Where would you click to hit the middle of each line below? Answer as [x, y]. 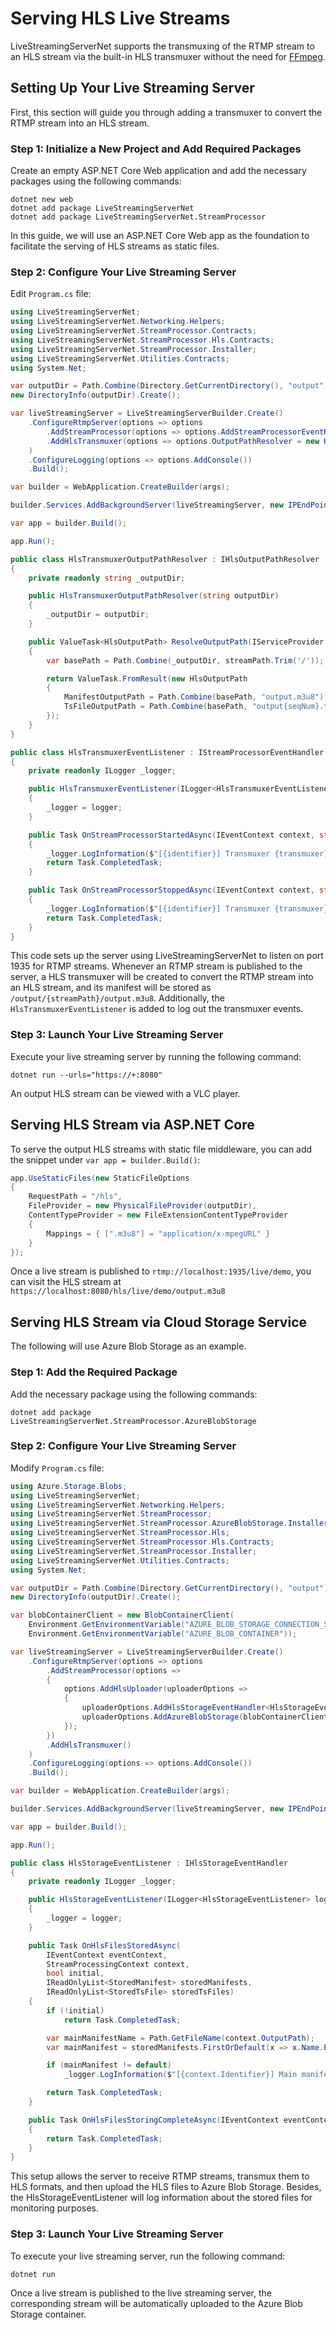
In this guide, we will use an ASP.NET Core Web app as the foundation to [160, 236]
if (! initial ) [75, 2010]
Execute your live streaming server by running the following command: [156, 1056]
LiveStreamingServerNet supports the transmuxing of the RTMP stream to [162, 46]
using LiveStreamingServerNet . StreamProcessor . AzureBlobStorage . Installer [169, 1523]
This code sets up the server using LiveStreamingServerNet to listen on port [167, 956]
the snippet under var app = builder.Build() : [105, 1159]
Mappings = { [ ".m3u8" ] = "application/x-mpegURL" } [158, 1233]
